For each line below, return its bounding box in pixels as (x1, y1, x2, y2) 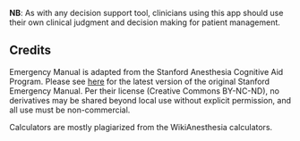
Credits (9, 43, 52, 58)
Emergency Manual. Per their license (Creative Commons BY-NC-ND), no (9, 85, 280, 96)
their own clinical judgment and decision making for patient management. (9, 17, 280, 28)
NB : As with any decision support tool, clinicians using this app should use (9, 8, 284, 18)
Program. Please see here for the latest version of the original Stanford (9, 76, 270, 87)
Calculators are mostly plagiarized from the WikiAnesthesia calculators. (9, 121, 273, 132)
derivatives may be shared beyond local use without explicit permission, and (9, 95, 292, 105)
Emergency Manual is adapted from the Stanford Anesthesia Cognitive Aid (9, 66, 284, 77)
